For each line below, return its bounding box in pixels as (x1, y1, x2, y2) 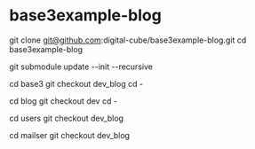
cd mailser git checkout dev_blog (9, 129, 131, 140)
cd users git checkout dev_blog (9, 113, 124, 123)
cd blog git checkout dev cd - (9, 95, 118, 106)
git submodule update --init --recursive (9, 61, 154, 72)
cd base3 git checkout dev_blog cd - (9, 78, 144, 89)
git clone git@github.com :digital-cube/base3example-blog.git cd (9, 35, 247, 45)
